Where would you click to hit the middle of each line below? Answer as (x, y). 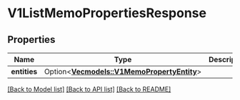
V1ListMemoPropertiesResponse (107, 13)
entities (24, 71)
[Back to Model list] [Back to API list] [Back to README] (89, 89)
